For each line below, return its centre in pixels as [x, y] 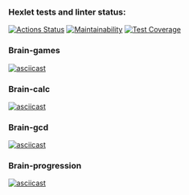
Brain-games [34, 51]
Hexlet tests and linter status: [67, 12]
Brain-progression [45, 166]
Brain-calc [29, 89]
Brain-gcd [29, 127]
